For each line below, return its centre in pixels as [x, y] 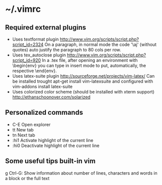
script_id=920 [26, 60]
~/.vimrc [23, 9]
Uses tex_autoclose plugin [39, 55]
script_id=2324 [28, 45]
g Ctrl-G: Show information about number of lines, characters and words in [81, 173]
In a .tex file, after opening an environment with [90, 60]
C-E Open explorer [31, 124]
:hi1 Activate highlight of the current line [53, 140]
